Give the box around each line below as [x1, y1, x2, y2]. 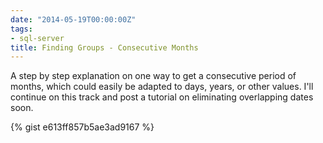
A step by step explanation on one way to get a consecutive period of [10, 70, 297, 82]
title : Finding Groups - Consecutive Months [10, 42, 199, 53]
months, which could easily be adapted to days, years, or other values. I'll [10, 81, 314, 93]
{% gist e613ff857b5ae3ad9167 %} [10, 121, 155, 133]
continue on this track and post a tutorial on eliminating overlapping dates [10, 91, 314, 103]
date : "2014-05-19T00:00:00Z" [10, 14, 137, 25]
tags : [10, 24, 33, 34]
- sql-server [10, 33, 65, 43]
